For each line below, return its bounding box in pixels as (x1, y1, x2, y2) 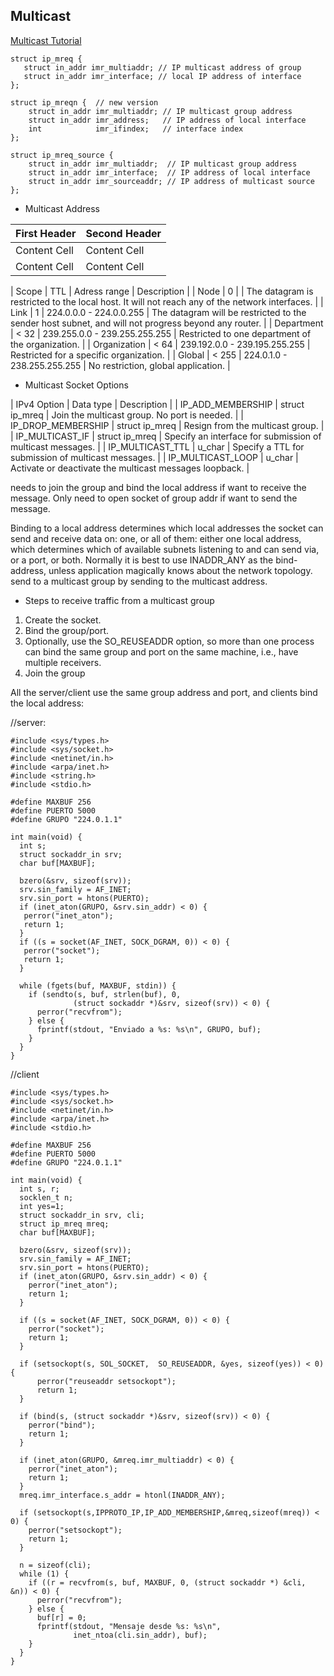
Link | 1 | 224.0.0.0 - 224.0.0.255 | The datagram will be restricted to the (10, 306, 307, 318)
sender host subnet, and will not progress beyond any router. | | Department (10, 317, 324, 329)
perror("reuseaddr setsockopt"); (36, 1376, 177, 1386)
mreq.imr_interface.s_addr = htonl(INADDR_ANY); (19, 1490, 226, 1500)
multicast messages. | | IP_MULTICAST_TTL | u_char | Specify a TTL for (10, 440, 305, 453)
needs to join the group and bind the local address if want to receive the (10, 481, 307, 493)
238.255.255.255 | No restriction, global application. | (10, 359, 231, 371)
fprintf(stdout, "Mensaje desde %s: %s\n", (36, 1621, 222, 1631)
